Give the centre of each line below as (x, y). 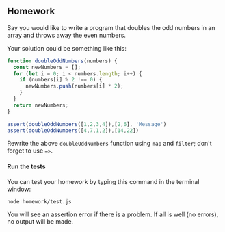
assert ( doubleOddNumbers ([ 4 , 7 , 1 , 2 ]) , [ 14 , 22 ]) (73, 130)
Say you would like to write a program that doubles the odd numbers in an (111, 27)
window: (19, 189)
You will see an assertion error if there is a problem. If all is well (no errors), (113, 214)
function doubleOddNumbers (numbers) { (62, 61)
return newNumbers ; (41, 105)
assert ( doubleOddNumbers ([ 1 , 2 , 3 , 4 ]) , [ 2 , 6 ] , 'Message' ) (87, 124)
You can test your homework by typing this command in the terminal (103, 181)
